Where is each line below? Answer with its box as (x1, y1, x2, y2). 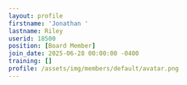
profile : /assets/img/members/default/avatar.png (8, 65, 180, 73)
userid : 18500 (8, 34, 57, 43)
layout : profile (8, 11, 63, 20)
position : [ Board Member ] (8, 42, 96, 50)
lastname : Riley (8, 27, 63, 35)
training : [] (8, 57, 53, 66)
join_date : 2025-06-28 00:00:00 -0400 (8, 49, 139, 57)
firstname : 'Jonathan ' (8, 19, 89, 28)
